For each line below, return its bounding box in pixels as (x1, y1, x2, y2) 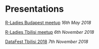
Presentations (5, 3, 64, 15)
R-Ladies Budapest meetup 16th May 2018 (5, 20, 91, 25)
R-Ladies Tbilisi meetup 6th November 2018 (5, 29, 95, 35)
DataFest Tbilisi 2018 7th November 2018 (5, 38, 89, 45)
